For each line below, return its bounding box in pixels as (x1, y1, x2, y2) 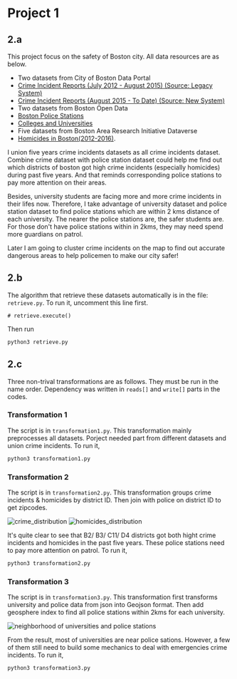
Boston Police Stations (17, 112, 84, 120)
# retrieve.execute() (7, 312, 72, 319)
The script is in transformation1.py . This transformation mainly (7, 426, 192, 435)
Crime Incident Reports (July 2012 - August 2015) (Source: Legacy (17, 81, 214, 90)
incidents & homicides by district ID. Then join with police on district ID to (7, 495, 222, 504)
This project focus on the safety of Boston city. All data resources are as (7, 52, 219, 61)
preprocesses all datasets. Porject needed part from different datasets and (7, 433, 226, 442)
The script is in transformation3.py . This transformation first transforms (7, 593, 218, 601)
